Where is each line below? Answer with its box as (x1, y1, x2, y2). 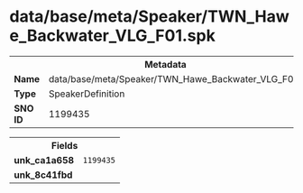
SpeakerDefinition (48, 87, 125, 100)
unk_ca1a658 (14, 153, 75, 166)
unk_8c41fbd (14, 169, 73, 181)
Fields (50, 139, 78, 152)
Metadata (143, 58, 187, 70)
